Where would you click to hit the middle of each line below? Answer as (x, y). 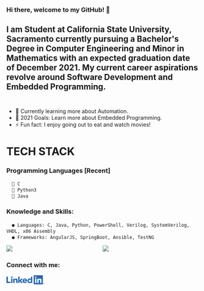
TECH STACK (41, 151)
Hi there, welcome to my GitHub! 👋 (58, 10)
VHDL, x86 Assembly (31, 231)
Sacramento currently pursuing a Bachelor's (93, 39)
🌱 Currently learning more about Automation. (71, 111)
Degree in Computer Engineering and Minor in (95, 49)
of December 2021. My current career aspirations (102, 68)
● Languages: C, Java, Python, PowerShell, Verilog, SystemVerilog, (101, 225)
